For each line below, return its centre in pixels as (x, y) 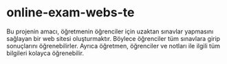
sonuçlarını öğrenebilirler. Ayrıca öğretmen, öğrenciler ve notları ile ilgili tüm (113, 46)
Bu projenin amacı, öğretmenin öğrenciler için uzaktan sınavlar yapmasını (110, 31)
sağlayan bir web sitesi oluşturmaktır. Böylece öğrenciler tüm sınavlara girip (113, 38)
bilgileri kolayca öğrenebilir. (45, 53)
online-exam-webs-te (71, 13)
